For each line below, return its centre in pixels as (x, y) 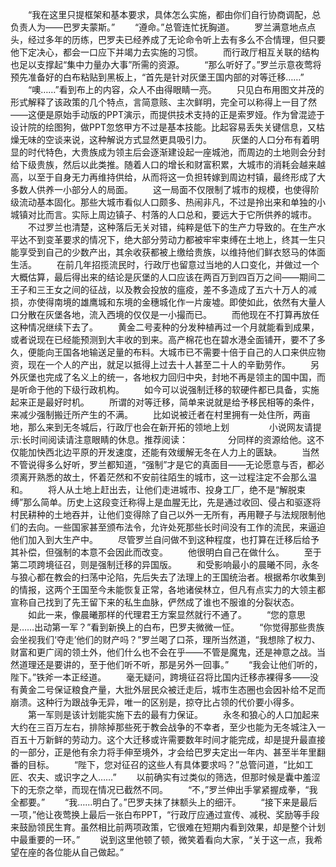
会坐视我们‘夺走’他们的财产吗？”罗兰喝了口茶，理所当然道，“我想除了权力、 (165, 639)
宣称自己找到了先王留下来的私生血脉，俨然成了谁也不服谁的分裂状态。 (155, 602)
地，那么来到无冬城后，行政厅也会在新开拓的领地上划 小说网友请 (161, 427)
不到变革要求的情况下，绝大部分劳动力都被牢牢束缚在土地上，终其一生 (172, 239)
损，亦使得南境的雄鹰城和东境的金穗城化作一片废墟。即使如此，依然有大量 (163, 302)
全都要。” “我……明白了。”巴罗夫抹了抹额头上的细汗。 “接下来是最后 (164, 802)
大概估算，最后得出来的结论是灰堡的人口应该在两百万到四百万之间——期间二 (168, 277)
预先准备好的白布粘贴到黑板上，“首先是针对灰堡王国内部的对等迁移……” (157, 77)
